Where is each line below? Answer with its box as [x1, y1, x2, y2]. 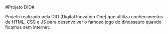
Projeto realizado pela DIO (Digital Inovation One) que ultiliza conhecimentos [5, 14, 163, 19]
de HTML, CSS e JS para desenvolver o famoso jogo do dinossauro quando [5, 19, 162, 25]
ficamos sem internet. [5, 24, 51, 30]
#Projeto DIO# [5, 4, 35, 10]
